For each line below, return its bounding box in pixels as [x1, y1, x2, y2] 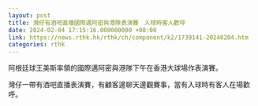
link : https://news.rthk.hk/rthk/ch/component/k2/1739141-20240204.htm [8, 33, 249, 42]
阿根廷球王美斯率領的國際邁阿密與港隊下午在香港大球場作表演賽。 [8, 64, 222, 73]
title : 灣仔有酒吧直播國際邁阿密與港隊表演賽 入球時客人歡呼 [8, 19, 186, 27]
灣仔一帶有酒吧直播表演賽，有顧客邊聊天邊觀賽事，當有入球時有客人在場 [8, 80, 243, 90]
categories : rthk [8, 41, 65, 49]
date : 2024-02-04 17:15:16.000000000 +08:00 [8, 26, 157, 34]
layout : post [8, 11, 51, 20]
